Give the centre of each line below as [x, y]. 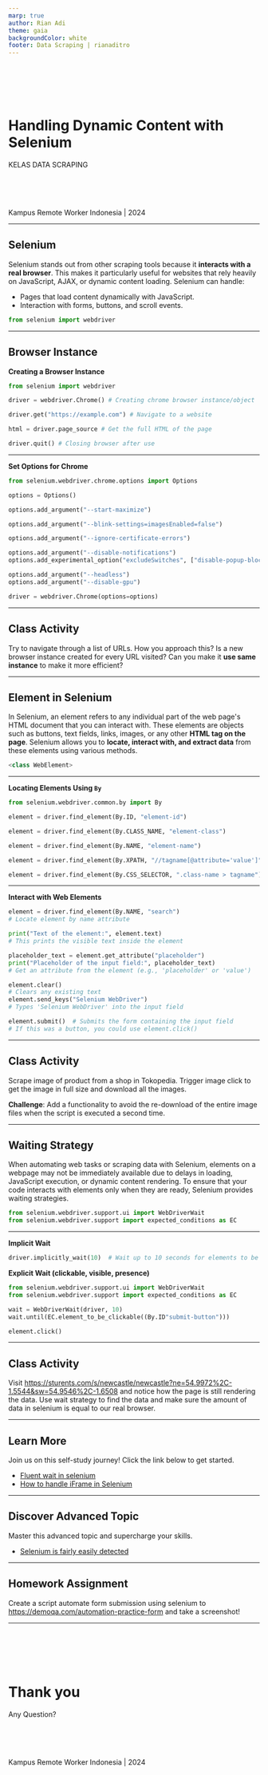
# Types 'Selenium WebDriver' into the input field [96, 1007]
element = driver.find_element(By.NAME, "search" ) [94, 912]
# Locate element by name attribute [69, 919]
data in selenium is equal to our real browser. [82, 1408]
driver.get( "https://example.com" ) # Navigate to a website [110, 415]
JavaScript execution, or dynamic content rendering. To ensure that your [128, 1181]
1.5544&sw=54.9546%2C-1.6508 [63, 1391]
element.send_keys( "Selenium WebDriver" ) [78, 1000]
